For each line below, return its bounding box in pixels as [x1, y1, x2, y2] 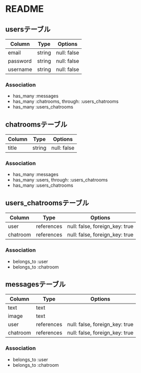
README [5, 3, 44, 15]
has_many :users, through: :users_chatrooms [12, 177, 108, 183]
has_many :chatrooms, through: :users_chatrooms [12, 98, 119, 104]
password [8, 58, 32, 64]
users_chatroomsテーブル [5, 199, 89, 207]
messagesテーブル [5, 280, 66, 289]
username [8, 66, 32, 73]
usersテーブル [5, 25, 51, 33]
